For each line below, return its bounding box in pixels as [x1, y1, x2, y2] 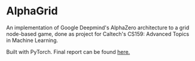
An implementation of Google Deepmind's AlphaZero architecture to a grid [6, 24, 190, 31]
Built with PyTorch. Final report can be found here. [6, 48, 130, 55]
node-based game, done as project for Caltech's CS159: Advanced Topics [6, 30, 190, 37]
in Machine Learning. [6, 36, 59, 44]
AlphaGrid [6, 4, 58, 18]
